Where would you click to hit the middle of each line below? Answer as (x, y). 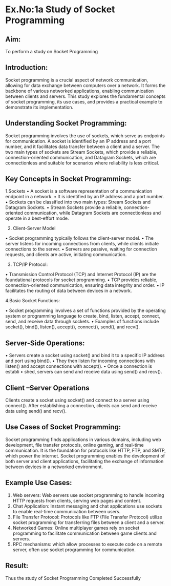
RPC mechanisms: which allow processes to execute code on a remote (87, 544)
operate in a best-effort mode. (37, 218)
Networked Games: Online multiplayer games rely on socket (76, 528)
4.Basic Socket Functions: (33, 301)
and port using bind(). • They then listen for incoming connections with (80, 361)
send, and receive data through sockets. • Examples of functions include (82, 322)
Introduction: (27, 68)
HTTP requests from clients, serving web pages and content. (77, 500)
